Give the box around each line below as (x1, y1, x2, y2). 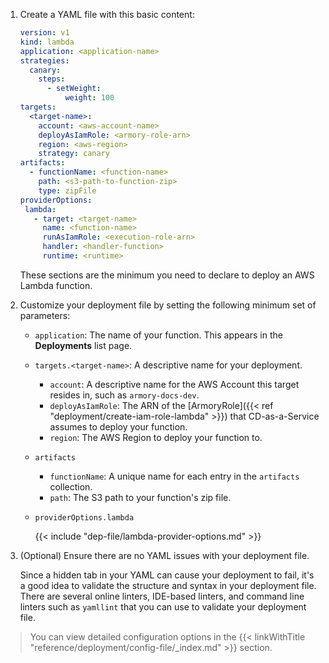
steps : (38, 74, 66, 84)
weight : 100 (64, 93, 115, 103)
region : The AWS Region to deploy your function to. (49, 431, 263, 443)
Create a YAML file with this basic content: (19, 9, 195, 20)
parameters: (19, 309, 71, 321)
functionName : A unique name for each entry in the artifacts (49, 470, 300, 482)
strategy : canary (38, 149, 111, 159)
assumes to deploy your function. (49, 420, 188, 433)
